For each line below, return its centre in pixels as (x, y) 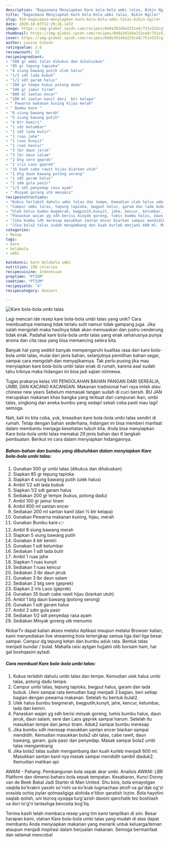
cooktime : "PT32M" (25, 281)
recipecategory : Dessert (32, 291)
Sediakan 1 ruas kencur (37, 568)
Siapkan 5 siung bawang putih (44, 535)
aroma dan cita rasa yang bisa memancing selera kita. (61, 340)
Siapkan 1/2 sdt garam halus (42, 490)
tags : (11, 239)
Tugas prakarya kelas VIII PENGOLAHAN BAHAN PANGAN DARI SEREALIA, (83, 381)
